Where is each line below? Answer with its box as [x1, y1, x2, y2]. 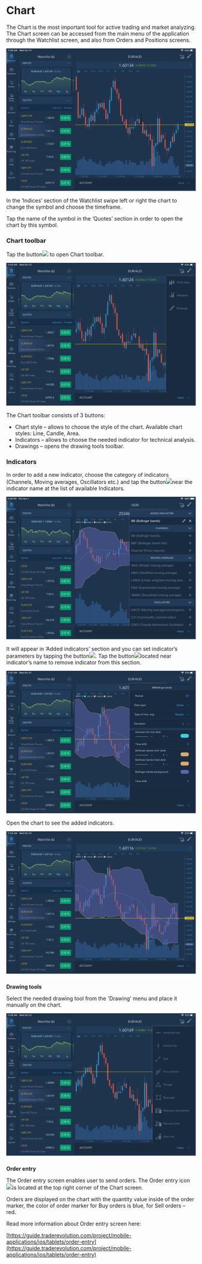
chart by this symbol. [6, 221, 58, 228]
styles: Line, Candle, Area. [14, 429, 80, 437]
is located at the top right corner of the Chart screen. [12, 1184, 143, 1191]
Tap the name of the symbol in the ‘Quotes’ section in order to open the [6, 215, 183, 222]
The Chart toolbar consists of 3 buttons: [6, 411, 105, 419]
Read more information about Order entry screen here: [6, 1220, 141, 1227]
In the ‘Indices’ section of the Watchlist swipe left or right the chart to [6, 197, 177, 204]
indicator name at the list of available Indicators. [6, 485, 125, 492]
